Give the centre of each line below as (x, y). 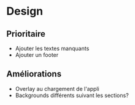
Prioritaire (26, 34)
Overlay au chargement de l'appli (57, 89)
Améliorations (34, 74)
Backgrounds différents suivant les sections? (72, 95)
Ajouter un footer (37, 55)
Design (25, 11)
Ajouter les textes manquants (52, 48)
